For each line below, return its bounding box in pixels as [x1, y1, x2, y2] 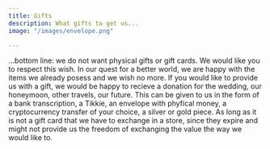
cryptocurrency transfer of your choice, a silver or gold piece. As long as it [8, 107, 257, 117]
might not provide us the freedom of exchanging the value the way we [8, 124, 243, 134]
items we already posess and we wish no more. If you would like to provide [8, 73, 259, 83]
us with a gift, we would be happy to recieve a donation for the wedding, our [8, 81, 263, 91]
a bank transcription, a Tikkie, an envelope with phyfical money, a [8, 98, 227, 109]
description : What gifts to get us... [8, 19, 139, 27]
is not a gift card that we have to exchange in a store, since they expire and [8, 116, 259, 126]
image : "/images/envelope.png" [8, 27, 114, 35]
